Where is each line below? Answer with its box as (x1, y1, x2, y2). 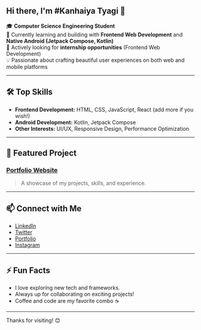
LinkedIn (14, 223, 36, 230)
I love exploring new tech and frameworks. (14, 284, 120, 291)
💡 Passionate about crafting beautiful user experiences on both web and (6, 56, 185, 64)
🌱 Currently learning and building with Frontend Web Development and (6, 31, 183, 38)
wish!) (14, 112, 31, 119)
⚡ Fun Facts (6, 265, 51, 275)
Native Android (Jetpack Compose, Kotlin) (6, 37, 114, 44)
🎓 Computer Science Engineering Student (6, 22, 115, 29)
